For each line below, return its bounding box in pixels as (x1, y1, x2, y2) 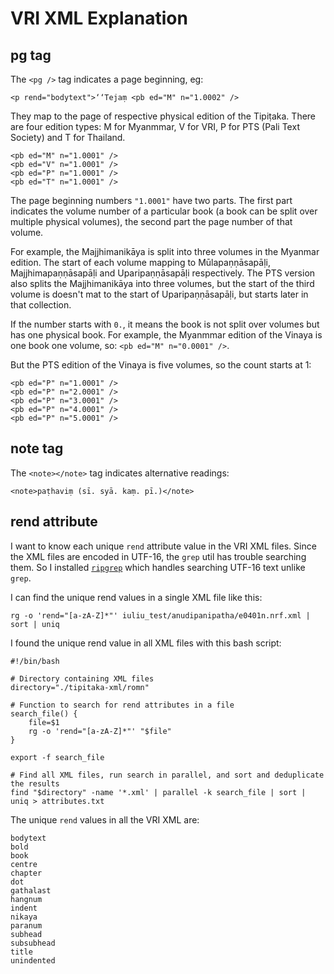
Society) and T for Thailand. (10, 132, 126, 143)
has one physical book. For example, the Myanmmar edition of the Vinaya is (10, 329, 323, 341)
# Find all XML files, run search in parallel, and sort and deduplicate (10, 770, 325, 780)
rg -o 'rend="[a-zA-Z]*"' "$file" (28, 726, 172, 736)
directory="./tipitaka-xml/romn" (10, 682, 150, 692)
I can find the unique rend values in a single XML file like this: (10, 591, 263, 603)
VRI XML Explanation (10, 7, 188, 30)
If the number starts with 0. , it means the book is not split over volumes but (10, 318, 320, 330)
